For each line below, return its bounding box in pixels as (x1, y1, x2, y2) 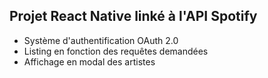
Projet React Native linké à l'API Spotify (9, 8, 258, 25)
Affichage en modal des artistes (23, 55, 156, 68)
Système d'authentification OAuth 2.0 (23, 34, 179, 46)
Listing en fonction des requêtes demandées (23, 45, 209, 57)
